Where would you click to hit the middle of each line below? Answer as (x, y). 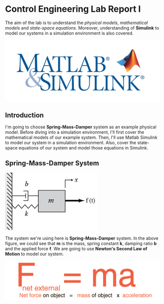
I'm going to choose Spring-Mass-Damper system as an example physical (81, 127)
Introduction (25, 115)
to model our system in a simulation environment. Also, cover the (71, 143)
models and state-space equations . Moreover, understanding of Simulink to (82, 28)
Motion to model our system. (34, 254)
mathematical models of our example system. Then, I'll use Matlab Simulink (81, 137)
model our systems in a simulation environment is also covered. (69, 33)
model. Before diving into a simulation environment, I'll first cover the (75, 132)
